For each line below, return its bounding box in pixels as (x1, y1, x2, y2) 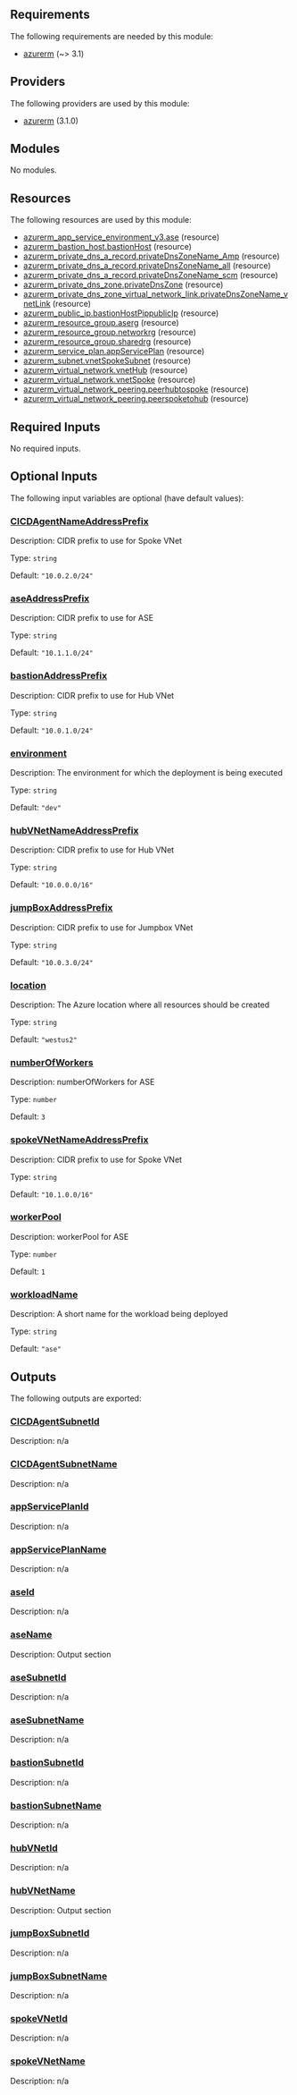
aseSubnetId (10, 1671, 67, 1684)
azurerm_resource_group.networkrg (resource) (22, 327, 197, 338)
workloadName (10, 1288, 78, 1301)
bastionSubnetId (10, 1757, 84, 1769)
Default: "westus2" (10, 1033, 78, 1045)
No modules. (10, 165, 57, 175)
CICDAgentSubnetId (10, 1415, 101, 1428)
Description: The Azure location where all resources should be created (10, 999, 270, 1010)
